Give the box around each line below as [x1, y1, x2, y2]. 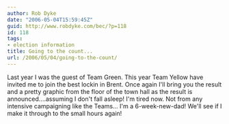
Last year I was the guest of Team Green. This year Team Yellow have [7, 73, 204, 81]
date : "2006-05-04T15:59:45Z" [7, 16, 94, 23]
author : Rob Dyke [7, 10, 57, 17]
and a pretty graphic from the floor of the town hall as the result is [7, 87, 193, 95]
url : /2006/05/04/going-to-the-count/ [7, 55, 118, 61]
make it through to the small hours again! [7, 109, 122, 117]
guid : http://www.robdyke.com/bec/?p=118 [7, 22, 127, 29]
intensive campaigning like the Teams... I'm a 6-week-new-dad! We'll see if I [7, 102, 222, 110]
